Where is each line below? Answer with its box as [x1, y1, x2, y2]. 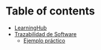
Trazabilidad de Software [14, 30, 77, 37]
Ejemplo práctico [23, 37, 66, 44]
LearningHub [14, 24, 47, 31]
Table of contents [5, 4, 96, 18]
